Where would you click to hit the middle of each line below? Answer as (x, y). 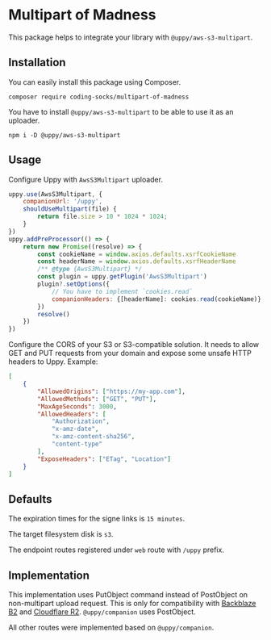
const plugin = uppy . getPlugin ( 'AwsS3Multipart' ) (122, 277)
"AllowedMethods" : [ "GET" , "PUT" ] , (97, 399)
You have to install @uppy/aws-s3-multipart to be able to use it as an (121, 111)
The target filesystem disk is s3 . (61, 534)
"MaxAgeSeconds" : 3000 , (77, 406)
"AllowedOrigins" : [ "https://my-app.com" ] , (111, 391)
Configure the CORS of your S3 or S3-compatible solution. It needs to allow (134, 345)
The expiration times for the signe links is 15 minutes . (97, 519)
